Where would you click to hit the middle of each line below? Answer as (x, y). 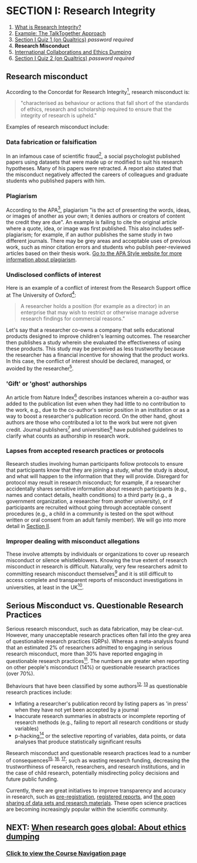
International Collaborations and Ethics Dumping (73, 52)
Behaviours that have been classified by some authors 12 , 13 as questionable (97, 685)
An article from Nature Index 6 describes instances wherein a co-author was (98, 397)
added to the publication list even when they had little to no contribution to (96, 404)
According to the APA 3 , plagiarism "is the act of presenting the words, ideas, (98, 209)
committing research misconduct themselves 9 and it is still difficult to (90, 573)
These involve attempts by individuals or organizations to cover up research (98, 554)
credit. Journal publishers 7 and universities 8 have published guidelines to (95, 429)
